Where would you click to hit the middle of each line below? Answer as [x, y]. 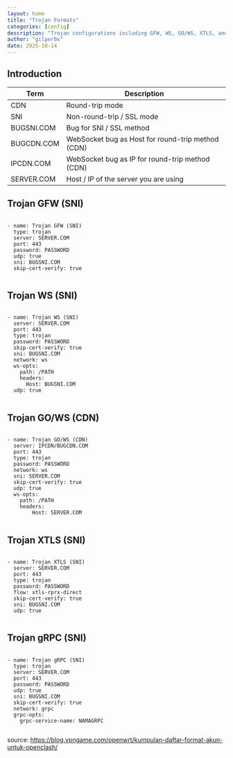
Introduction [35, 74]
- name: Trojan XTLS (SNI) [46, 562]
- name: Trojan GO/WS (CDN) [48, 440]
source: [18, 739]
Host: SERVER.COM [57, 513]
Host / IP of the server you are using [125, 179]
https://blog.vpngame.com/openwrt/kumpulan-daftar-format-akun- [127, 739]
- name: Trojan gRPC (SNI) [46, 660]
